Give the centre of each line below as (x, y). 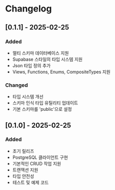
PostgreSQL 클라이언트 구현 (40, 157)
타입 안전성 (23, 176)
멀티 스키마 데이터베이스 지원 (40, 53)
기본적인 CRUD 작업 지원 (37, 163)
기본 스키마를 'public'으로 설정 (42, 109)
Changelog (28, 9)
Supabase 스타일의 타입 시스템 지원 (47, 59)
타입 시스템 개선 (28, 97)
